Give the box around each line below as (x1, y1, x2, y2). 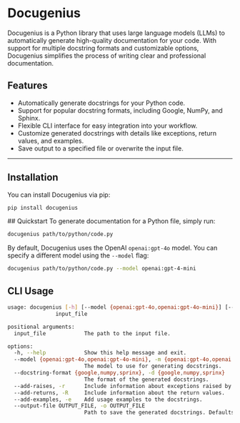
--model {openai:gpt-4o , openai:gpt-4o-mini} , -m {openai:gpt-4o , (14, 356, 213, 363)
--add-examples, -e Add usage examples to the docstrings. (14, 396, 203, 403)
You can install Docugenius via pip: (7, 190, 111, 199)
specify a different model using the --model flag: (7, 251, 149, 260)
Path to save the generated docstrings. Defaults (84, 409, 235, 417)
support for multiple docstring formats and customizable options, (7, 44, 199, 52)
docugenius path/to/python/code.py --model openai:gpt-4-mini (7, 265, 196, 272)
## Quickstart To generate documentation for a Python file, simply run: (7, 217, 216, 225)
